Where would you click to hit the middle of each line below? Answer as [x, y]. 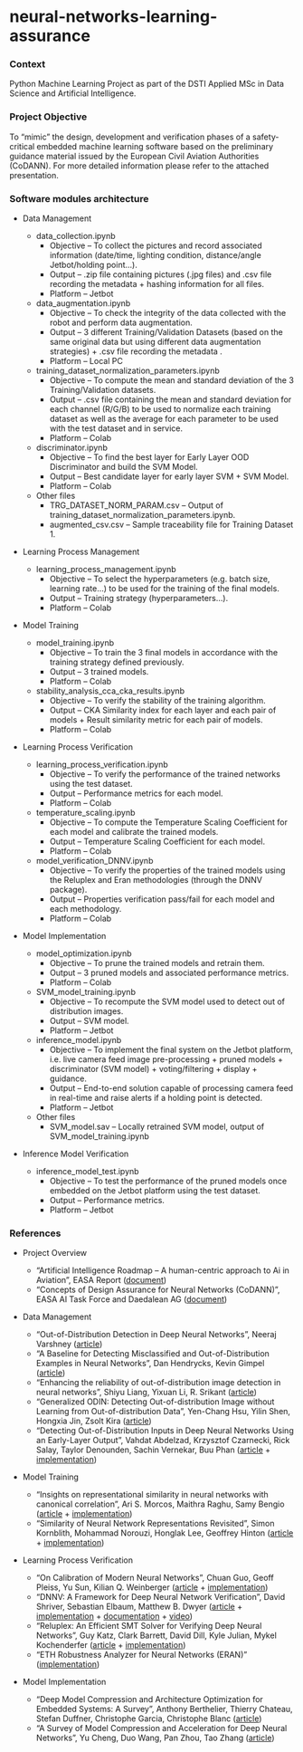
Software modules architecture [79, 198]
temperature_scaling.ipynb [85, 813]
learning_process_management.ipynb [106, 570]
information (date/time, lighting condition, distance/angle [156, 255]
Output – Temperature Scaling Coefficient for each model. [157, 842]
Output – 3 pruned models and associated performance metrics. [169, 973]
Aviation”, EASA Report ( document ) [101, 1280]
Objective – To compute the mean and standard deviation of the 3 [171, 380]
